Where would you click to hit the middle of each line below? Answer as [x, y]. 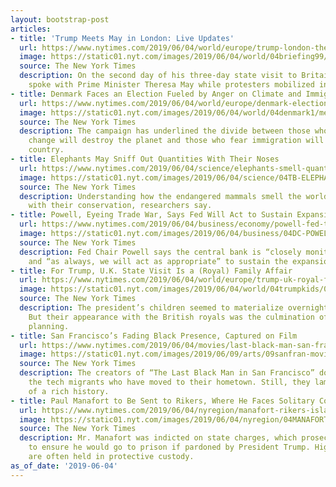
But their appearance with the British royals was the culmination [171, 317]
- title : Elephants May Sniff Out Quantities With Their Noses [145, 159]
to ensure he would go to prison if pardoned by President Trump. [169, 447]
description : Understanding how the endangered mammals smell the [160, 196]
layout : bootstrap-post [60, 19]
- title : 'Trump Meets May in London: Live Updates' [122, 38]
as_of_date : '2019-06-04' [64, 466]
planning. [49, 326]
